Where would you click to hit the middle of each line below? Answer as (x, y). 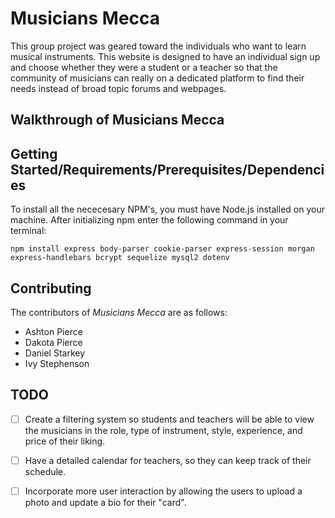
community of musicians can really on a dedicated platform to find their (157, 78)
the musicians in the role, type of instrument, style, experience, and (163, 430)
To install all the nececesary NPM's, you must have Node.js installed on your (167, 209)
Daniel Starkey (55, 353)
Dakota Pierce (53, 342)
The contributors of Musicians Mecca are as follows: (119, 312)
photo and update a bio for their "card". (105, 502)
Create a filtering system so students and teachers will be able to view (169, 419)
